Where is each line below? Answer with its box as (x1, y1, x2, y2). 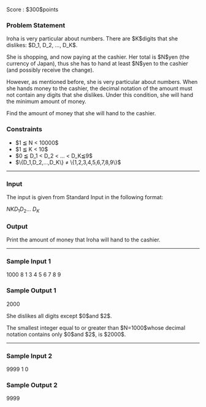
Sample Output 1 (6, 286, 56, 295)
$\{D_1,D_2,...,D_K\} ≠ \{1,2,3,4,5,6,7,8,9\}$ (15, 158, 121, 165)
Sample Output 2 (6, 381, 58, 389)
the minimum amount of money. (6, 98, 87, 105)
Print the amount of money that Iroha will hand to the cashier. (6, 236, 161, 243)
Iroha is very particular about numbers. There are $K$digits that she (6, 35, 178, 42)
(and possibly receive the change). (6, 66, 94, 74)
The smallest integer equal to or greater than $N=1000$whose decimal (6, 324, 186, 331)
